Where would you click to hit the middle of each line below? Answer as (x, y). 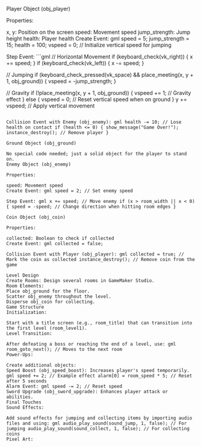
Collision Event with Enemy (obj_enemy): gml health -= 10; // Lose (94, 122)
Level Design (23, 275)
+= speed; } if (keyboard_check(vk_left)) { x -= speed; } (75, 63)
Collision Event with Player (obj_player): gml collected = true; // (95, 254)
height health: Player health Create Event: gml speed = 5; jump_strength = (98, 38)
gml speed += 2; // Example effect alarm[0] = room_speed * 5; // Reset (99, 376)
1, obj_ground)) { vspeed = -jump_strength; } (61, 81)
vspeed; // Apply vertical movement (51, 106)
